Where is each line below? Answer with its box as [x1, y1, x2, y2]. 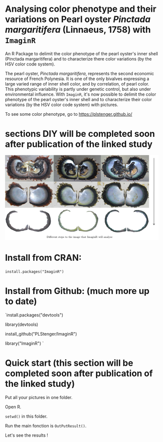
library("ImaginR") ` [5, 340, 44, 346]
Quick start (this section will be [5, 358, 133, 368]
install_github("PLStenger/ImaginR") [5, 331, 77, 337]
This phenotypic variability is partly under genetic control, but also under [5, 86, 151, 92]
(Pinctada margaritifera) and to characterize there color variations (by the [5, 56, 152, 62]
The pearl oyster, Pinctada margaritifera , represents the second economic [5, 70, 154, 76]
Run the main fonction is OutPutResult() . [5, 422, 87, 428]
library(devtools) [5, 321, 38, 327]
